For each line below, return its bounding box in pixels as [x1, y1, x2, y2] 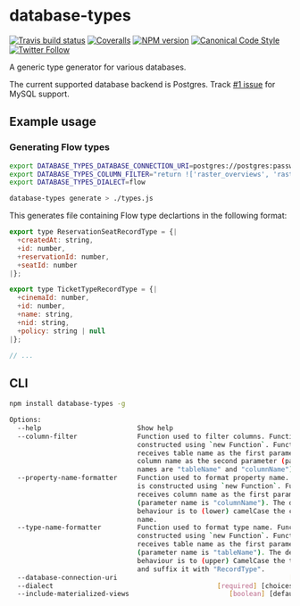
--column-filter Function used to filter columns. [17, 432, 266, 441]
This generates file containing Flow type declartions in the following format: [9, 211, 287, 221]
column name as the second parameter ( [137, 457, 286, 466]
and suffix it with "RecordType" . [137, 564, 266, 574]
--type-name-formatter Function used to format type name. [17, 523, 274, 532]
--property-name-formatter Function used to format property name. [17, 474, 290, 483]
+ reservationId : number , [17, 252, 110, 261]
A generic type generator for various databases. [9, 62, 187, 72]
